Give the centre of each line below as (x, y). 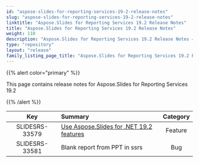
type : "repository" (30, 45)
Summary (75, 116)
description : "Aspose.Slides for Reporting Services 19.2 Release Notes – (100, 39)
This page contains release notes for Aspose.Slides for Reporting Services (97, 84)
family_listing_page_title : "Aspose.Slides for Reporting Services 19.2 (98, 56)
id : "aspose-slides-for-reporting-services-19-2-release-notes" (87, 12)
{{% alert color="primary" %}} (43, 72)
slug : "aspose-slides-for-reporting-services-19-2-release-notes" (90, 17)
